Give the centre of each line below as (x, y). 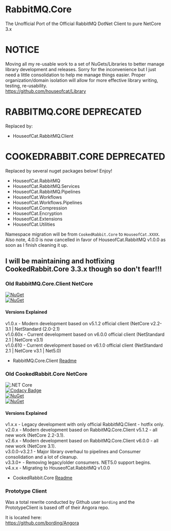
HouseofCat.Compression (40, 208)
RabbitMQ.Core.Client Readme (45, 360)
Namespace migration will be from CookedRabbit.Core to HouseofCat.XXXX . (82, 234)
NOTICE (22, 50)
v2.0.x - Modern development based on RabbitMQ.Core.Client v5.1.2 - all (81, 430)
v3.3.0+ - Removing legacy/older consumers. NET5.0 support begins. (78, 462)
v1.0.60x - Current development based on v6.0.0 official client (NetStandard (85, 334)
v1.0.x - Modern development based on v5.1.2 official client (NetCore (77, 323)
